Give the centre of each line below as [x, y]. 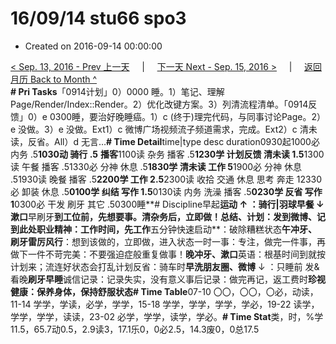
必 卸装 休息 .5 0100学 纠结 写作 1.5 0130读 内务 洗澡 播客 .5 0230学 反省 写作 [166, 191]
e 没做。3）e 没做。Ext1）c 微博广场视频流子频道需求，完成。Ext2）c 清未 [164, 129]
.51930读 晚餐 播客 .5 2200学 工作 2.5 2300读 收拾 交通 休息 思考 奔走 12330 [166, 179]
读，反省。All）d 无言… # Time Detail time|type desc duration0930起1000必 [165, 141]
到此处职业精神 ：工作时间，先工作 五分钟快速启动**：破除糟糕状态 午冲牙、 [164, 229]
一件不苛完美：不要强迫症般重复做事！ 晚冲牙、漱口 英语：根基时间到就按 [176, 254]
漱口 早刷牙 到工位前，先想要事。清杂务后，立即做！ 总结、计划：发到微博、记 [168, 216]
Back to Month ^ [63, 79]
